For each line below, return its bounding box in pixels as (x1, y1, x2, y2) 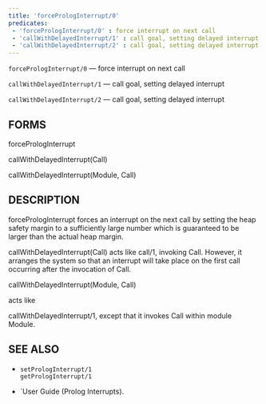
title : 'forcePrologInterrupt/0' (8, 11, 120, 20)
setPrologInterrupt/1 (19, 366, 92, 374)
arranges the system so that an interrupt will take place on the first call (8, 256, 241, 265)
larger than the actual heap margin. (8, 232, 124, 241)
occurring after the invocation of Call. (8, 264, 132, 273)
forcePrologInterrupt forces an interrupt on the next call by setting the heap (8, 214, 256, 224)
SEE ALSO (8, 342, 60, 357)
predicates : (8, 19, 48, 27)
